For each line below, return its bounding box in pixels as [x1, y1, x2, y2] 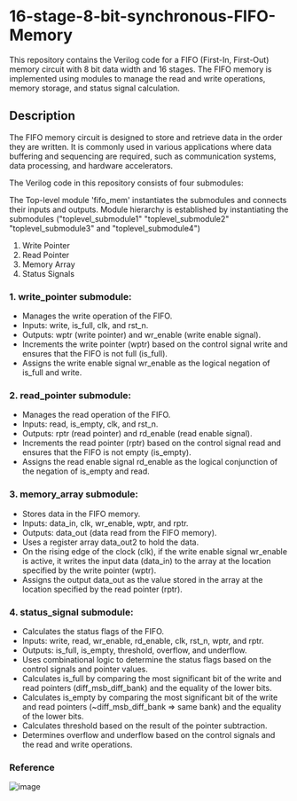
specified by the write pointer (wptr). [21, 565, 157, 576]
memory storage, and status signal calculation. [9, 82, 180, 93]
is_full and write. [21, 367, 82, 378]
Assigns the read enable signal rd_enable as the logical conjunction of [21, 457, 277, 467]
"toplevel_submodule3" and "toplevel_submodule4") [9, 223, 201, 233]
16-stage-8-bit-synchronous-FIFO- [9, 6, 277, 27]
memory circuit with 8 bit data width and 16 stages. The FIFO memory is [9, 64, 272, 75]
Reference [9, 761, 55, 774]
